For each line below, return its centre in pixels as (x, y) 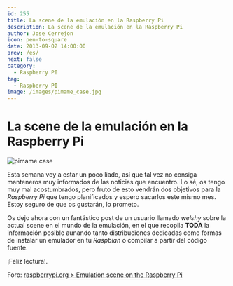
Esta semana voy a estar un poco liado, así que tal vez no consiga (102, 175)
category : (22, 66)
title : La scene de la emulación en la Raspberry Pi (86, 20)
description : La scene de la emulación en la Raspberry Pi (95, 27)
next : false (24, 60)
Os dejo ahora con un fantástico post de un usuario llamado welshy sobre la (116, 218)
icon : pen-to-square (37, 40)
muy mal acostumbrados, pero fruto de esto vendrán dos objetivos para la (114, 189)
